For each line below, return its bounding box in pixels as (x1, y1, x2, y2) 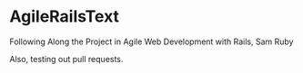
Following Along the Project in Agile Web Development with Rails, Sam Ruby (9, 36, 294, 47)
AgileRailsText (9, 6, 120, 27)
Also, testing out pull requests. (9, 53, 124, 64)
